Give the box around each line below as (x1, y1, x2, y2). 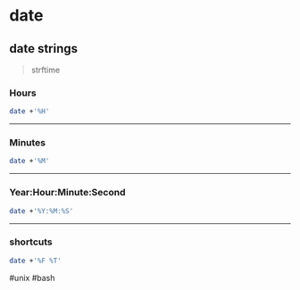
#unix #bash (9, 272, 55, 283)
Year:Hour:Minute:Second (9, 186, 126, 199)
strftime (30, 64, 61, 75)
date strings (9, 41, 79, 56)
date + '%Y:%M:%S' (9, 206, 74, 215)
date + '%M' (9, 157, 50, 166)
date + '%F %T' (9, 256, 62, 265)
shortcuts (9, 236, 54, 248)
